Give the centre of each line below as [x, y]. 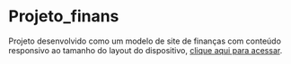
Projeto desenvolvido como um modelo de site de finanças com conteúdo [145, 41]
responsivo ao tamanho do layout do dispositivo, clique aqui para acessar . [145, 50]
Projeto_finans [64, 16]
